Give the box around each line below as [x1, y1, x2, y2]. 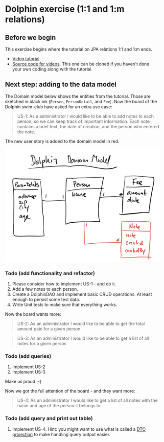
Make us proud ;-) [5, 378, 42, 385]
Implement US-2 [12, 364, 46, 370]
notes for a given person [17, 341, 67, 347]
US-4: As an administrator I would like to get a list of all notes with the [17, 397, 158, 403]
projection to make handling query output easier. [12, 431, 111, 437]
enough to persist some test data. [12, 297, 80, 302]
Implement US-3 [12, 369, 46, 375]
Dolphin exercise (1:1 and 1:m [5, 3, 125, 15]
